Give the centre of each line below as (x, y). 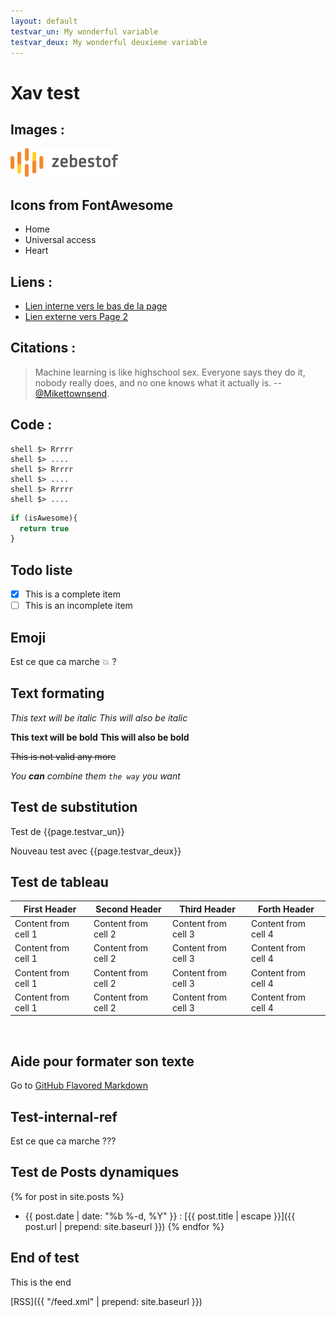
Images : (37, 129)
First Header (50, 909)
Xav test (45, 92)
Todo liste (41, 570)
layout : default (44, 21)
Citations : (43, 348)
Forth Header (286, 909)
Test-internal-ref (64, 1116)
